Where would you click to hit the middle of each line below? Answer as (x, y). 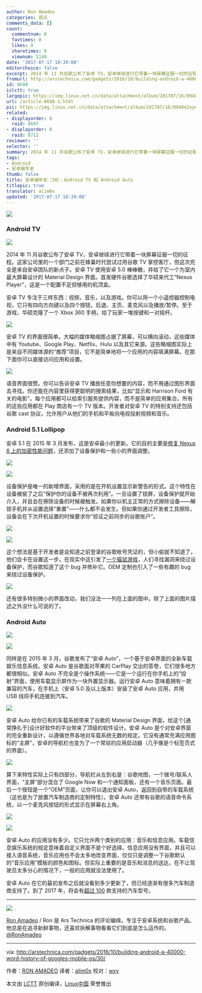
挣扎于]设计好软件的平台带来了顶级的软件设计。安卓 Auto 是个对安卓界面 (101, 728)
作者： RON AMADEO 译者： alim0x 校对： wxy (63, 971)
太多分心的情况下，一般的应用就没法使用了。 (72, 870)
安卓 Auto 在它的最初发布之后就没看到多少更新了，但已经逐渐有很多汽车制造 (100, 883)
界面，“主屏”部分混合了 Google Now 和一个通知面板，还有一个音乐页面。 (96, 782)
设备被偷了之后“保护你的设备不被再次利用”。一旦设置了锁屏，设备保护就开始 (101, 494)
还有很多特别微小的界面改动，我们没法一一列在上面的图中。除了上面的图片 (98, 599)
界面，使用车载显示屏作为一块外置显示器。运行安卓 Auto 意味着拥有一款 (103, 681)
